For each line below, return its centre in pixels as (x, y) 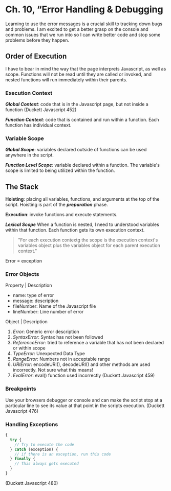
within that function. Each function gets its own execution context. (75, 230)
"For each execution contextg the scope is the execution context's (88, 240)
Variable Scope (25, 138)
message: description (36, 301)
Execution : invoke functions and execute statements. (61, 215)
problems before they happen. (37, 40)
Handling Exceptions (32, 424)
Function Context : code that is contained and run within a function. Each (82, 120)
